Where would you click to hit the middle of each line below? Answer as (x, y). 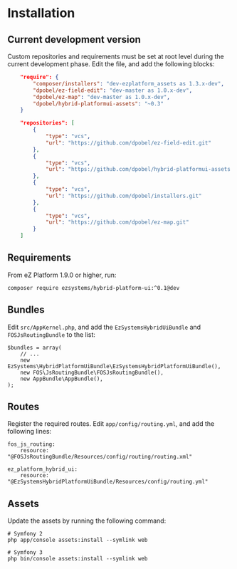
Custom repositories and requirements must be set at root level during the (116, 56)
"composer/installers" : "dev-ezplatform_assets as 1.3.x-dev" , (128, 83)
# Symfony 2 (25, 534)
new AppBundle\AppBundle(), (62, 379)
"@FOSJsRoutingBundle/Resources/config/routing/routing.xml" (100, 457)
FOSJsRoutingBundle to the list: (52, 334)
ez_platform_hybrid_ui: (43, 469)
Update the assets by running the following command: (87, 521)
